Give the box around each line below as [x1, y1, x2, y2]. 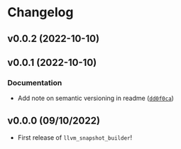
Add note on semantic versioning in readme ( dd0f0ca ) [17, 94, 174, 103]
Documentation [7, 77, 62, 87]
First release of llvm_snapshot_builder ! [17, 133, 133, 142]
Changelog [7, 4, 74, 21]
